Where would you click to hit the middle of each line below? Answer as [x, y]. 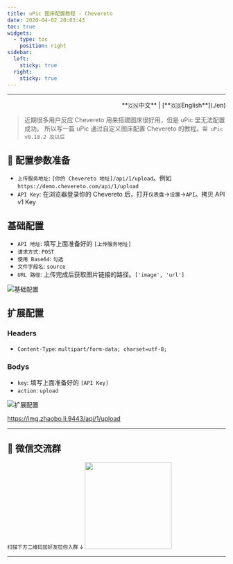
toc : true [21, 26]
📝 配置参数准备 [39, 160]
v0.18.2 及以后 [44, 137]
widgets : [20, 33]
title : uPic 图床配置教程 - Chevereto [60, 14]
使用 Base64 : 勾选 [40, 259]
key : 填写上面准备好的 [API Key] [63, 382]
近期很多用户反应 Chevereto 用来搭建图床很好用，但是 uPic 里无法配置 [124, 120]
